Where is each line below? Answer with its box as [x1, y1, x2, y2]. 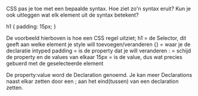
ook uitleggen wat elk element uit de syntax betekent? [6, 11, 139, 18]
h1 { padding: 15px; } [6, 23, 57, 30]
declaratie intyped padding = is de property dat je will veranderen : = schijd [6, 47, 191, 54]
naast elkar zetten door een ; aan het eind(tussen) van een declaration [6, 78, 179, 85]
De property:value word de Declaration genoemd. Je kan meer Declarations [6, 72, 193, 78]
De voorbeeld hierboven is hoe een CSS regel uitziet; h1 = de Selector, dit [6, 35, 187, 41]
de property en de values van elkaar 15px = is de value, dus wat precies [6, 54, 183, 60]
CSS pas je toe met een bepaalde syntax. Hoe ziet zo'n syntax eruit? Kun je [6, 5, 191, 12]
